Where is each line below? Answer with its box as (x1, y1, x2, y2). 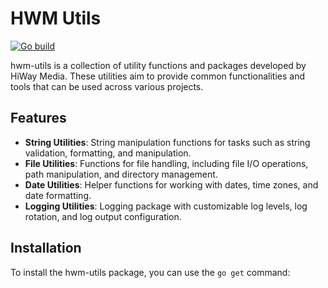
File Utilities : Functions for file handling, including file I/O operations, (24, 157, 309, 169)
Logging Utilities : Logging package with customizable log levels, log (24, 200, 308, 212)
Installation (10, 240, 82, 257)
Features (10, 110, 67, 127)
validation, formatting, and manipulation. (24, 147, 192, 159)
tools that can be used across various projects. (10, 80, 204, 92)
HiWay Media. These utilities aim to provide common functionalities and (10, 70, 305, 82)
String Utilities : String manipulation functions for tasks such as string (24, 136, 311, 148)
